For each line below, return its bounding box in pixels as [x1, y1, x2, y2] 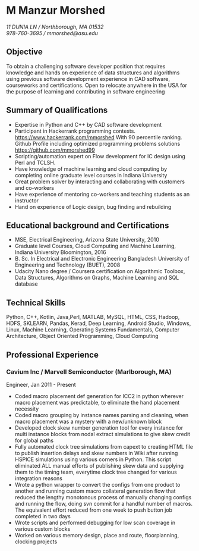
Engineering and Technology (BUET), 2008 [14, 261, 121, 268]
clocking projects [14, 538, 58, 545]
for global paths [14, 437, 54, 444]
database [14, 280, 38, 287]
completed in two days [14, 512, 71, 519]
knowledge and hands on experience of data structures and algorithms [6, 69, 180, 76]
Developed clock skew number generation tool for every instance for [14, 424, 183, 431]
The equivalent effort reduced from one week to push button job [14, 506, 173, 514]
